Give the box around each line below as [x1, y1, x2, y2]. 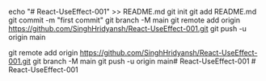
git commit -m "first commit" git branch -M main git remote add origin [8, 15, 241, 25]
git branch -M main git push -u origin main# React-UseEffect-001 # [32, 56, 256, 66]
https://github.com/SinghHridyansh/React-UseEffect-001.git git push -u [8, 24, 247, 33]
